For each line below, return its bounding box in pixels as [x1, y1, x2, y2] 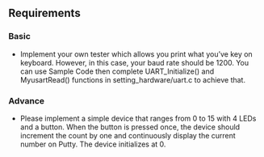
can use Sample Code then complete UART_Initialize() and [19, 66, 215, 76]
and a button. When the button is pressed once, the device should [19, 121, 241, 132]
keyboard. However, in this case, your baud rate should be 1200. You [19, 57, 249, 67]
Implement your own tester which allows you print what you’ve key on [19, 49, 253, 59]
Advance [8, 95, 45, 106]
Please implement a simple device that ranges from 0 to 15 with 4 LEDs [19, 113, 257, 123]
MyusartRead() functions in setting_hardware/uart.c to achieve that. [19, 74, 246, 84]
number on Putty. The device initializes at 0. [19, 139, 166, 149]
